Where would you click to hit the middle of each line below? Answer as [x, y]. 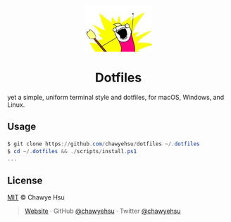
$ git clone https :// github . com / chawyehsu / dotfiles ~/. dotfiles [104, 144]
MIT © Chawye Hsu [36, 197]
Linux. [16, 105]
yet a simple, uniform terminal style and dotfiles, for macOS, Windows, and [116, 97]
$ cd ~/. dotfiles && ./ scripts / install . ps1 [72, 151]
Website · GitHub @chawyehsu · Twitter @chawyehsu [102, 211]
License [25, 180]
